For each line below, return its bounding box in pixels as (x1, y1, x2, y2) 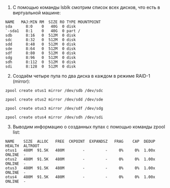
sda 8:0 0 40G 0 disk (5, 24, 76, 29)
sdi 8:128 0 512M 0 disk (5, 64, 76, 69)
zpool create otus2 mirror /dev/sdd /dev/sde (5, 97, 103, 102)
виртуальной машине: (12, 10, 61, 16)
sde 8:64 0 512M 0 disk (5, 46, 76, 51)
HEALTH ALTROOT (5, 143, 40, 148)
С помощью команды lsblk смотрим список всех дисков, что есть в (12, 5, 160, 10)
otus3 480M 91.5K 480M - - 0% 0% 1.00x (5, 166, 156, 171)
